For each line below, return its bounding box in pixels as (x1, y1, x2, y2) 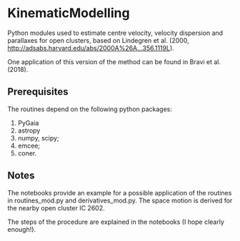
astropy (17, 126, 41, 135)
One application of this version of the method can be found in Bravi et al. (7, 57, 221, 66)
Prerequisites (7, 86, 69, 98)
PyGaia (17, 118, 39, 127)
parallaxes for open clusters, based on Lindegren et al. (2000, (7, 36, 189, 44)
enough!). (7, 225, 36, 233)
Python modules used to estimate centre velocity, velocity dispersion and (7, 29, 224, 37)
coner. (17, 148, 37, 158)
